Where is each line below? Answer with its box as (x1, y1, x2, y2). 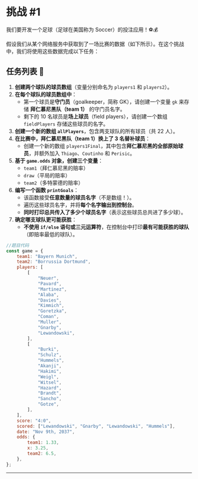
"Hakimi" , (37, 368, 62, 374)
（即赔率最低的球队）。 (23, 230, 78, 237)
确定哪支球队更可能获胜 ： (14, 216, 77, 223)
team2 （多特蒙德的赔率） (23, 179, 84, 186)
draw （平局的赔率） (23, 171, 71, 179)
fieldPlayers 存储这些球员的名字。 (23, 120, 109, 127)
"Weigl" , (37, 374, 60, 380)
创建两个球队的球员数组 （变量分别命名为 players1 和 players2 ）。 (14, 83, 173, 90)
